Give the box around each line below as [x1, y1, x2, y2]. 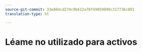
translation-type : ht [5, 12, 49, 16]
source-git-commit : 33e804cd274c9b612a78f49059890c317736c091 [5, 7, 135, 12]
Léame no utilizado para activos [5, 37, 138, 47]
